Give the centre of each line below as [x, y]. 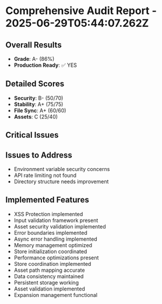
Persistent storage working [46, 282]
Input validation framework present [56, 220]
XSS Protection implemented [48, 214]
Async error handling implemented [55, 239]
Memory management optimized [53, 245]
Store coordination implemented [52, 264]
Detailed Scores [35, 84]
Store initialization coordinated [50, 251]
